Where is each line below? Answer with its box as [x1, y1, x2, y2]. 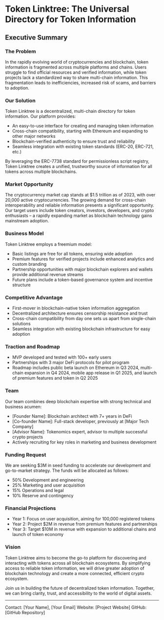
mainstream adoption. [5, 218, 49, 224]
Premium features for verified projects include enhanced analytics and [12, 256, 154, 262]
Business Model [5, 230, 44, 237]
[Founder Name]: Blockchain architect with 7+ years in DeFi [12, 413, 132, 419]
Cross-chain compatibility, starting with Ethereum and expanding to [12, 128, 148, 134]
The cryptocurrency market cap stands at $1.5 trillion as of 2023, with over [5, 192, 156, 198]
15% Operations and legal [12, 487, 64, 493]
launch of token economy [12, 532, 64, 537]
